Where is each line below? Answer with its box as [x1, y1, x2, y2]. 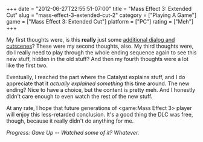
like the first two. [6, 62, 48, 69]
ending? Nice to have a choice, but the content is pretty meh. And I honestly [6, 86, 196, 93]
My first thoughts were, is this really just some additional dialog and [6, 36, 175, 43]
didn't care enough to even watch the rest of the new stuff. [6, 93, 153, 100]
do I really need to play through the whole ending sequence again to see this [6, 49, 197, 56]
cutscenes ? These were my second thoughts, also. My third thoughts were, [6, 42, 194, 50]
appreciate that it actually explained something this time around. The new [6, 80, 190, 87]
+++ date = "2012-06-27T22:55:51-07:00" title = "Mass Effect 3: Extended [6, 5, 192, 12]
